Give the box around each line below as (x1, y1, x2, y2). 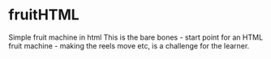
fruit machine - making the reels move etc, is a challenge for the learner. (8, 40, 250, 50)
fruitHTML (8, 6, 80, 24)
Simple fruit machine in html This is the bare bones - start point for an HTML (8, 32, 264, 42)
